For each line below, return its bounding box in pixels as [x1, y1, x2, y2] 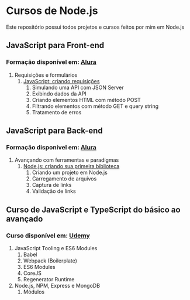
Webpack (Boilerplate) [23, 257, 78, 264]
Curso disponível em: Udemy [6, 231, 90, 240]
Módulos [23, 288, 45, 295]
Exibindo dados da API [32, 90, 87, 97]
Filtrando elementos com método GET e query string [32, 103, 159, 110]
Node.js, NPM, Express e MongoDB [14, 282, 101, 289]
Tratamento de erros [32, 108, 82, 115]
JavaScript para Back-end [6, 126, 103, 136]
